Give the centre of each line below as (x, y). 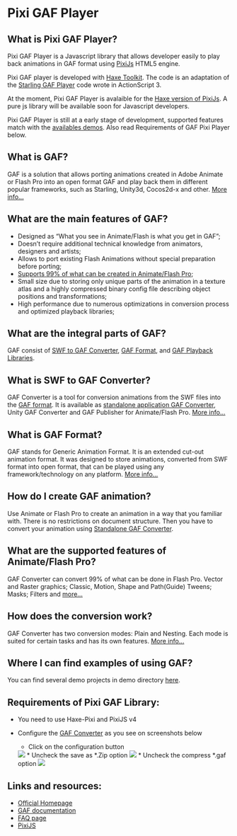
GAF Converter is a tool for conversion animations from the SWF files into (114, 397)
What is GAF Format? (55, 434)
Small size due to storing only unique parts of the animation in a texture (121, 281)
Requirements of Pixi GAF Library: (83, 702)
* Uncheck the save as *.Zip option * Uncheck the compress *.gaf (126, 755)
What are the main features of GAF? (88, 219)
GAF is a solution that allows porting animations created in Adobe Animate (115, 174)
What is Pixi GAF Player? (63, 39)
